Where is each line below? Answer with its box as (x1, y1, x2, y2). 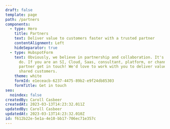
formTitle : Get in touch (14, 83, 67, 88)
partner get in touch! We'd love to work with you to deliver (18, 64, 153, 69)
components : (5, 21, 30, 27)
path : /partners (5, 17, 39, 22)
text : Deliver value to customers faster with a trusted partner (14, 36, 155, 41)
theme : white (14, 74, 42, 79)
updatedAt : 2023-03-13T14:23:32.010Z (5, 111, 85, 117)
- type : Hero (10, 26, 37, 31)
